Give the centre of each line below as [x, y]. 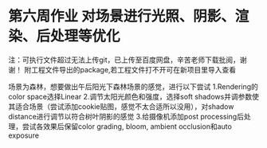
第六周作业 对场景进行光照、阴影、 [122, 16]
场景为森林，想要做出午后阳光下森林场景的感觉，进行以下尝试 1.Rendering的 [133, 86]
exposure [24, 135]
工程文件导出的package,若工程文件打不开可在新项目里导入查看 [133, 69]
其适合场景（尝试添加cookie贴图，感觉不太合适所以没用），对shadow [121, 106]
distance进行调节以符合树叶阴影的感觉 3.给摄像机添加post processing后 [126, 116]
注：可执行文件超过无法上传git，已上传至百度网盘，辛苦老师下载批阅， [124, 60]
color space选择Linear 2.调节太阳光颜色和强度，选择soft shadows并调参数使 [134, 96]
